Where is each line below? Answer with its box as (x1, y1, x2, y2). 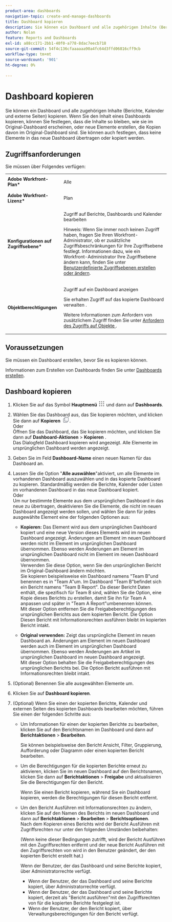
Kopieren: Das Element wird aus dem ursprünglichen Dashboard (20, 524, 157, 530)
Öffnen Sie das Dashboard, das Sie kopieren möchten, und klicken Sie (12, 428, 161, 435)
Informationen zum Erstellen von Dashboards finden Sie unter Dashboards (5, 367, 162, 373)
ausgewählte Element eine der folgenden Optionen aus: (12, 514, 130, 520)
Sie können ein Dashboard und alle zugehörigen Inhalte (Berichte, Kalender (5, 108, 164, 114)
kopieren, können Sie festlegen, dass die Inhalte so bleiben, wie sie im (5, 119, 154, 125)
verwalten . (63, 302, 87, 308)
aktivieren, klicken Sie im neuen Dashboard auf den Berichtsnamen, (20, 768, 163, 774)
